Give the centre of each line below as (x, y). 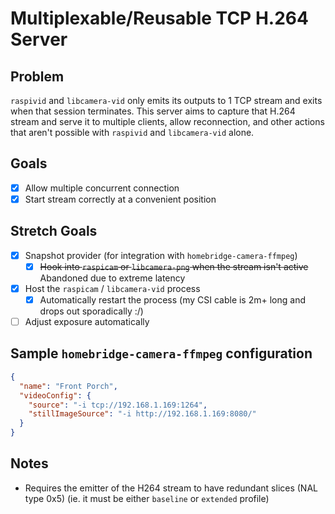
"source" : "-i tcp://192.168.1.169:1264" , (118, 405)
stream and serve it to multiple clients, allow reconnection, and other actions (167, 121)
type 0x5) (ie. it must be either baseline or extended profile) (147, 498)
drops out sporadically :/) (91, 311)
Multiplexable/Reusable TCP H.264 (159, 18)
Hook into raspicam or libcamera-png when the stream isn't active (174, 266)
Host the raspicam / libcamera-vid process (112, 288)
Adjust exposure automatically (87, 321)
